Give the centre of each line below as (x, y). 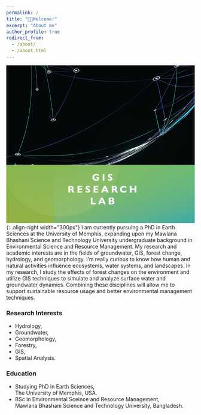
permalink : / (22, 13)
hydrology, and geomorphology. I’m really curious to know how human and (98, 259)
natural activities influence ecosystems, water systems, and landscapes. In (98, 265)
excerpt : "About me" (32, 25)
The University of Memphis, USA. (56, 393)
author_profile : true (33, 32)
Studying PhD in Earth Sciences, (55, 387)
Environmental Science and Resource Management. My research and (92, 246)
